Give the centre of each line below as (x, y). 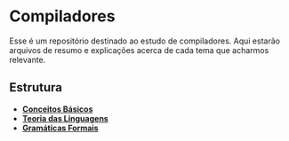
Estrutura (36, 87)
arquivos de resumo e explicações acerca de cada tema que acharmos (139, 50)
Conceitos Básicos (57, 109)
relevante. (28, 59)
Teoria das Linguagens (65, 118)
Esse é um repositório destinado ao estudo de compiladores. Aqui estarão (144, 41)
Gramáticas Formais (60, 128)
